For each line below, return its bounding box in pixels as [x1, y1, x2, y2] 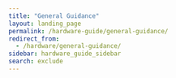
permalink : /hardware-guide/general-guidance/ [8, 27, 169, 35]
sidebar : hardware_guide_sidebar [8, 50, 122, 58]
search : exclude [8, 58, 63, 66]
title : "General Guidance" [8, 11, 100, 20]
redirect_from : [8, 34, 60, 43]
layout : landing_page [8, 19, 82, 28]
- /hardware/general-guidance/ [15, 42, 122, 50]
